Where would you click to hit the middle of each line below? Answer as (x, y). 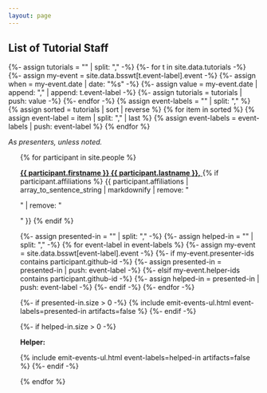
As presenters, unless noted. (55, 142)
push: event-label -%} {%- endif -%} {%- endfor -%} (107, 288)
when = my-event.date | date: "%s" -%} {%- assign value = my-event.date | (133, 84)
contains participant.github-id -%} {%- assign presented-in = (120, 262)
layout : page (30, 16)
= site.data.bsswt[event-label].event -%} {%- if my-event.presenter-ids (137, 253)
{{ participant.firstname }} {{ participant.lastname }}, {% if (119, 173)
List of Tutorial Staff (59, 48)
